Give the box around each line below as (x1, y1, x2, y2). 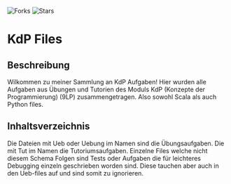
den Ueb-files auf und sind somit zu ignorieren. (7, 169, 143, 177)
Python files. (7, 100, 44, 108)
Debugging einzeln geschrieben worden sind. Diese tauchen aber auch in (7, 162, 219, 170)
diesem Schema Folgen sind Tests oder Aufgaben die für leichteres (7, 154, 202, 162)
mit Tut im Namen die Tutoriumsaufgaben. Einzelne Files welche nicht (7, 146, 208, 155)
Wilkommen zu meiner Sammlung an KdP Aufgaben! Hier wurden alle (7, 78, 206, 86)
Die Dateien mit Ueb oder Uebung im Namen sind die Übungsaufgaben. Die (7, 139, 225, 147)
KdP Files (7, 32, 63, 47)
